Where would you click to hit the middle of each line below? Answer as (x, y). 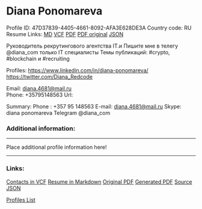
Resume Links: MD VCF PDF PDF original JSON (65, 34)
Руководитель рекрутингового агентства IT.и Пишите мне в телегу (92, 46)
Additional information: (41, 128)
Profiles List (21, 199)
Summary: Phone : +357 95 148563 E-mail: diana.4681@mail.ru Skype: (94, 106)
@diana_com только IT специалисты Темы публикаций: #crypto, (88, 52)
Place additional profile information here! (57, 147)
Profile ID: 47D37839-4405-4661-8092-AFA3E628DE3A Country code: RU (99, 28)
